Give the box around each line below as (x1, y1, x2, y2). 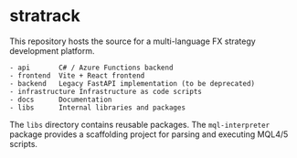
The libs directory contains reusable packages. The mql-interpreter (9, 119, 270, 130)
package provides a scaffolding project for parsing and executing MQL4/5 (9, 129, 289, 140)
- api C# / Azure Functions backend (9, 63, 174, 72)
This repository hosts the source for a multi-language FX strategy (9, 36, 256, 47)
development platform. (9, 45, 95, 56)
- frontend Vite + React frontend (9, 70, 145, 80)
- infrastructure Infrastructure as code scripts (9, 87, 203, 96)
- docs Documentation (9, 95, 112, 104)
